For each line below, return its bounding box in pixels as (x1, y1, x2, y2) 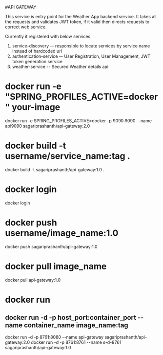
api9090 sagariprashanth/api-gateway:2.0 (5, 123, 90, 129)
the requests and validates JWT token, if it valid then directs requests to (5, 19, 150, 24)
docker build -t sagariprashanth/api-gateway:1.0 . (5, 166, 104, 173)
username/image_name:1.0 (5, 227, 119, 239)
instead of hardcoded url (12, 48, 62, 54)
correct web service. (5, 24, 47, 30)
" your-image (5, 102, 61, 113)
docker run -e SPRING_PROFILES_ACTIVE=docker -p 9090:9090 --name (5, 117, 152, 124)
